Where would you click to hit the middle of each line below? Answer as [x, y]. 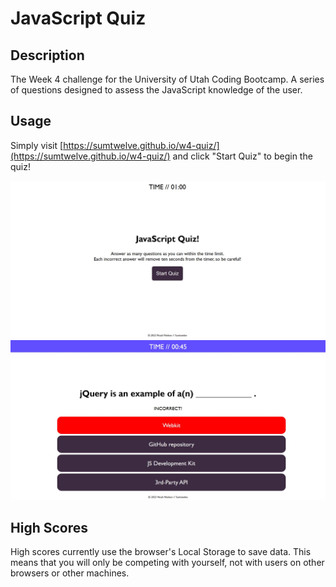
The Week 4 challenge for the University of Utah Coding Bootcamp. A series [167, 79]
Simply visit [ [37, 145]
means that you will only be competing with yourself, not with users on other [167, 563]
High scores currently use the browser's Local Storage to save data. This [161, 552]
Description [47, 55]
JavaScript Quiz [78, 18]
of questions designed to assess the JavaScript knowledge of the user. [156, 90]
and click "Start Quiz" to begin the [242, 156]
